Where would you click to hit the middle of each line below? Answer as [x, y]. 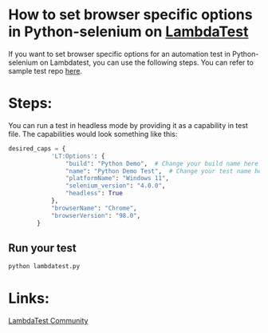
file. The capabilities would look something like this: [93, 134]
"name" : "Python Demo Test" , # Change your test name [158, 171]
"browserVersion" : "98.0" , [96, 215]
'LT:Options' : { [78, 156]
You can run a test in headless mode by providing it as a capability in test [128, 125]
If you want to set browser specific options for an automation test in [120, 54]
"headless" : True [94, 194]
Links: [29, 299]
